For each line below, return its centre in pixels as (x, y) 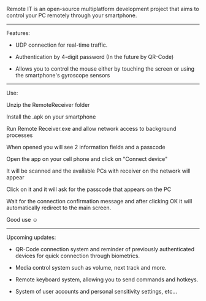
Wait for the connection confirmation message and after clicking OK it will (99, 201)
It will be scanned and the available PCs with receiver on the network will (98, 171)
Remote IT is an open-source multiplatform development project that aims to (103, 9)
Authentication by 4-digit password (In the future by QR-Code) (94, 57)
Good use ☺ (22, 220)
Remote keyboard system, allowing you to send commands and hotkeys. (107, 279)
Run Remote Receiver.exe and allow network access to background (91, 129)
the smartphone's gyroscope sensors (63, 75)
